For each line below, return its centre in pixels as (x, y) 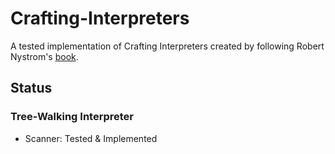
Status (31, 88)
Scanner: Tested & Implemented (91, 138)
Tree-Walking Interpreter (72, 117)
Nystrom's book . (44, 56)
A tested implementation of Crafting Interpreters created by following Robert (167, 46)
